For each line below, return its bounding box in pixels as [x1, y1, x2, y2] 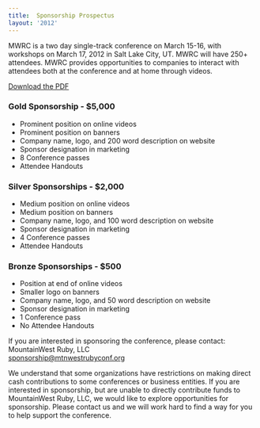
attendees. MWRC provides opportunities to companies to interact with [8, 57, 239, 67]
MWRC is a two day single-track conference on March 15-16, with [8, 40, 221, 50]
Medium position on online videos [19, 199, 130, 208]
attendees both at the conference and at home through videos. [8, 66, 213, 75]
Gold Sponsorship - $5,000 [8, 101, 116, 112]
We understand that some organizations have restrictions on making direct [8, 369, 251, 378]
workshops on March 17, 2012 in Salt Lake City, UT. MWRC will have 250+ [8, 49, 248, 59]
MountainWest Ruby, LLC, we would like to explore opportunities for [8, 394, 229, 403]
